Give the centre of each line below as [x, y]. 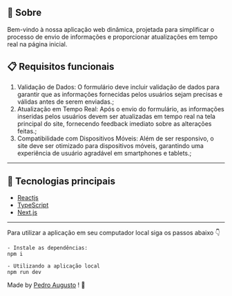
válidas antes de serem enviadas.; [66, 102]
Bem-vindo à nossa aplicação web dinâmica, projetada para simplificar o [111, 29]
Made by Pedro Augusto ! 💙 [46, 285]
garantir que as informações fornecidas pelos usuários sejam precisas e [120, 94]
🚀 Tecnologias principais [61, 182]
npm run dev [24, 272]
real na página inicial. [37, 44]
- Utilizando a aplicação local [54, 266]
